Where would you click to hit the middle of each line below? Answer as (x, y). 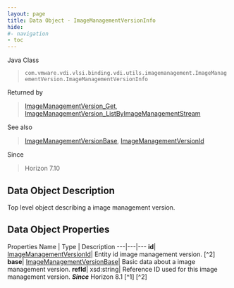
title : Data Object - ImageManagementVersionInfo (82, 20)
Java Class (23, 60)
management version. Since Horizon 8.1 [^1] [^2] (78, 277)
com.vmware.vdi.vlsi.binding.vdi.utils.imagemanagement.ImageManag (125, 73)
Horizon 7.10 (42, 168)
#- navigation (28, 34)
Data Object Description (61, 190)
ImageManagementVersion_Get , (71, 106)
